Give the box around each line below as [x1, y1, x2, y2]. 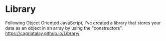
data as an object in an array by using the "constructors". [5, 25, 123, 31]
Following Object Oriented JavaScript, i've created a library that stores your [5, 20, 161, 26]
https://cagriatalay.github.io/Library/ [5, 30, 80, 36]
